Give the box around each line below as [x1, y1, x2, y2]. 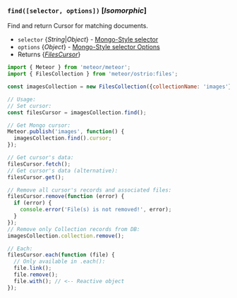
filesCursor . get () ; [7, 173, 65, 181]
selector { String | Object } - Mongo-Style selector [17, 35, 159, 44]
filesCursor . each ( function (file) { [7, 252, 115, 259]
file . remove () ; [13, 271, 59, 278]
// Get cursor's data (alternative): [7, 167, 119, 174]
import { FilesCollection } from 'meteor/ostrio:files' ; [7, 70, 178, 77]
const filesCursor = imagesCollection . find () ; [7, 108, 147, 116]
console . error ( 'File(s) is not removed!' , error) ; [20, 206, 172, 213]
